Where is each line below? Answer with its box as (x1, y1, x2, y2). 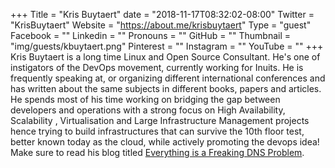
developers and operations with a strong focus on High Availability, (10, 104, 286, 116)
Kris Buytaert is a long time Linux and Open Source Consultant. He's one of (10, 51, 321, 63)
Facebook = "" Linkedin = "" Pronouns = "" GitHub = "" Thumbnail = (10, 30, 291, 41)
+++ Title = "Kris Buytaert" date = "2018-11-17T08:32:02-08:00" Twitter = (10, 9, 315, 20)
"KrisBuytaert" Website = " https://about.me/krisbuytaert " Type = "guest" (10, 19, 312, 31)
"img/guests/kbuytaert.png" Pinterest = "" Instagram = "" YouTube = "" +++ (10, 40, 324, 52)
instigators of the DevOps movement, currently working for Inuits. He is (10, 62, 304, 73)
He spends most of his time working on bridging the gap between (10, 94, 281, 105)
